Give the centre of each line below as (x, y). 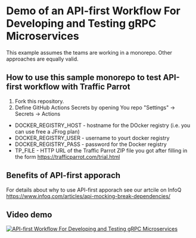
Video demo (29, 215)
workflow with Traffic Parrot (77, 87)
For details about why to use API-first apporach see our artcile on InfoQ (94, 190)
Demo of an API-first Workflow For (93, 11)
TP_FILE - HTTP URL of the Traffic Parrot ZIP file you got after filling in (101, 150)
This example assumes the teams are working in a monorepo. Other (89, 52)
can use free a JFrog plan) (47, 131)
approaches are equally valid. (42, 59)
